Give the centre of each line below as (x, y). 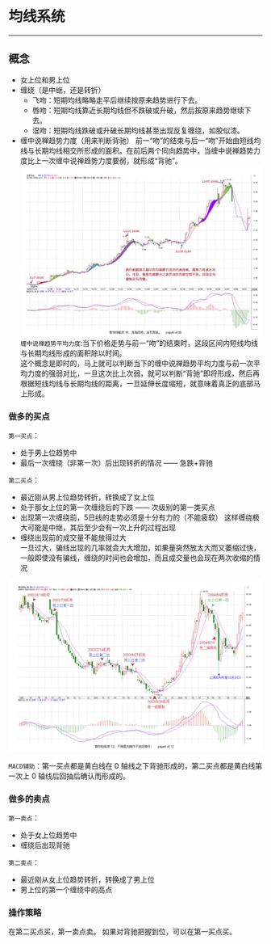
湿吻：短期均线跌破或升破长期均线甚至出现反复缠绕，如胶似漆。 (138, 130)
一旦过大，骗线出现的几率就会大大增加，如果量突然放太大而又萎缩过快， (140, 548)
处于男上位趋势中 (48, 453)
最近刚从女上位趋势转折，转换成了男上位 (87, 879)
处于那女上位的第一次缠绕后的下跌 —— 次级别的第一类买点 (117, 508)
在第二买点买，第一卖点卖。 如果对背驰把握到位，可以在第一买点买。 (122, 932)
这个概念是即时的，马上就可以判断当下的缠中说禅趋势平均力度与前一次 (137, 364)
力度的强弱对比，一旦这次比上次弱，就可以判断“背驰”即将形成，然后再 (144, 373)
